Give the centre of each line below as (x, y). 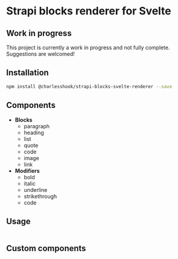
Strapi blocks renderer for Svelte (89, 11)
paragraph (36, 126)
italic (30, 183)
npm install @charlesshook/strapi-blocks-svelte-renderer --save (89, 86)
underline (36, 189)
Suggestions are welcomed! (41, 54)
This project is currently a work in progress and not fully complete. (88, 47)
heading (34, 132)
